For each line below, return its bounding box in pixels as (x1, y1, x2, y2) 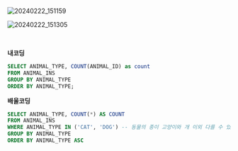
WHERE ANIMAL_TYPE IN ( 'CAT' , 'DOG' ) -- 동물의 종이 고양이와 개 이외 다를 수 (7, 124, 223, 131)
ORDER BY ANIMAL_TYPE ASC (7, 137, 84, 144)
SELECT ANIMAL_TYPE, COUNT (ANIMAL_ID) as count (7, 63, 151, 70)
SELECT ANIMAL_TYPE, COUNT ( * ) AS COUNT (7, 111, 125, 118)
